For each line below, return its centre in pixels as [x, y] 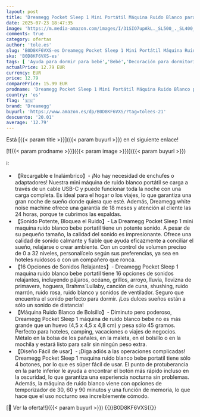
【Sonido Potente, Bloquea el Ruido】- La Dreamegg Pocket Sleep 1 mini [104, 221]
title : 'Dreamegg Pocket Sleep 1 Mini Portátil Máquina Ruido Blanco [94, 17]
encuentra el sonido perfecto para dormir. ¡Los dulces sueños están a [100, 299]
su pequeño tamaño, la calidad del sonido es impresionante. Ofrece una [103, 234]
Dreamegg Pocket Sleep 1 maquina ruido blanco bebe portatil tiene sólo [103, 358]
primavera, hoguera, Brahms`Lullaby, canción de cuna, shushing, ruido [101, 286]
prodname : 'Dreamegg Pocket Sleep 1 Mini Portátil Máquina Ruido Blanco [98, 89]
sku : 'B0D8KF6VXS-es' [33, 56]
